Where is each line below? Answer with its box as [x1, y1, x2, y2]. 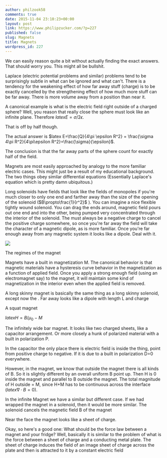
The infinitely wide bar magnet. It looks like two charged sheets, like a [5, 325, 148, 331]
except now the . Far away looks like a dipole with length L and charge [5, 295, 149, 301]
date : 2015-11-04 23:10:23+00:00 [5, 16, 75, 21]
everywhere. [5, 356, 31, 362]
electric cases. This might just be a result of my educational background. [5, 168, 155, 174]
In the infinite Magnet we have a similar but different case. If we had [5, 396, 144, 402]
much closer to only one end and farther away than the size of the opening [5, 194, 159, 200]
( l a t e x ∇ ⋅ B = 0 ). [5, 387, 38, 393]
